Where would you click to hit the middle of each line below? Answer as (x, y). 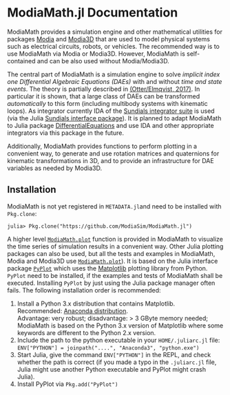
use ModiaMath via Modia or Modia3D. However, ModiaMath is (96, 54)
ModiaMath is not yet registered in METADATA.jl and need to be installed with (114, 206)
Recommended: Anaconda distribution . (73, 310)
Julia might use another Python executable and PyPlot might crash (112, 369)
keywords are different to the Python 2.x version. (86, 332)
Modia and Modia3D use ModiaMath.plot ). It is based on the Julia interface (113, 261)
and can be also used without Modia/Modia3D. (103, 61)
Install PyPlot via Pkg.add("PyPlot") (67, 384)
